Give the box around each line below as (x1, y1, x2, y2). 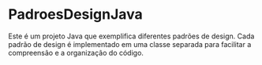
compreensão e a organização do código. (8, 48, 144, 57)
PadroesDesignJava (8, 5, 144, 23)
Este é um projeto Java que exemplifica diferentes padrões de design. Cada (8, 31, 255, 41)
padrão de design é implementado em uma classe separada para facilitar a (8, 39, 252, 49)
